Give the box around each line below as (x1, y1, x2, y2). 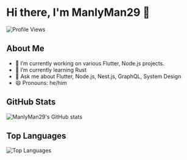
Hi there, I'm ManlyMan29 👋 (6, 5, 150, 20)
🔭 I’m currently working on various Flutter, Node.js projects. (15, 59, 164, 67)
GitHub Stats (6, 97, 56, 107)
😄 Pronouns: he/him (15, 79, 67, 86)
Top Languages (6, 131, 66, 141)
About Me (6, 43, 44, 54)
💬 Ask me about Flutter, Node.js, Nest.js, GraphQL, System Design (15, 73, 182, 80)
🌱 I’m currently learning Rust (15, 66, 87, 73)
